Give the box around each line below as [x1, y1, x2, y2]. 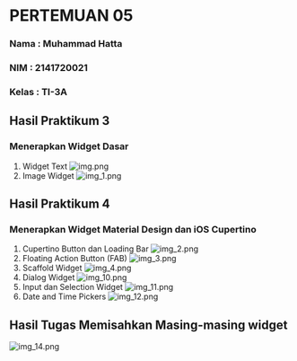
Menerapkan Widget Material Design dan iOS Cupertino [9, 223, 258, 235]
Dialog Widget [22, 272, 75, 283]
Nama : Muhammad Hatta [9, 38, 123, 50]
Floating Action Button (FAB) [22, 253, 127, 264]
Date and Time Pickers [22, 291, 107, 302]
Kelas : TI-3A [9, 85, 68, 98]
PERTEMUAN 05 [9, 5, 134, 26]
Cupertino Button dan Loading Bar [22, 243, 150, 254]
